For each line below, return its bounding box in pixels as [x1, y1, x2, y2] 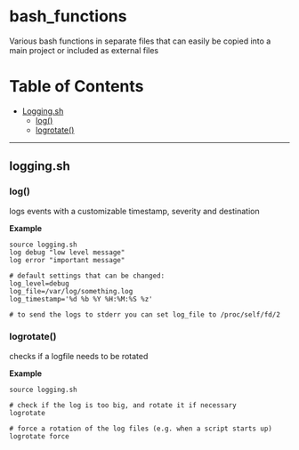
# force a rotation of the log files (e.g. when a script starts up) [9, 424, 273, 433]
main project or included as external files [9, 44, 158, 55]
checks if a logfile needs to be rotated [9, 350, 149, 361]
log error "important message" [9, 255, 125, 264]
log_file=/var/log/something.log [9, 286, 133, 295]
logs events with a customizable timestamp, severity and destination [9, 205, 260, 216]
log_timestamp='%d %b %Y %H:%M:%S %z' [9, 294, 153, 303]
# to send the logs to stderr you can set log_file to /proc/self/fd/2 [9, 309, 280, 319]
